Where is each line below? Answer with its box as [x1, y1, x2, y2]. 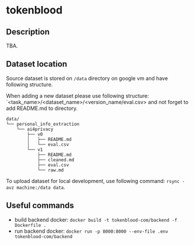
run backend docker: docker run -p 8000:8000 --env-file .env [14, 227, 168, 234]
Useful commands [6, 201, 74, 211]
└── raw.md [37, 167, 64, 173]
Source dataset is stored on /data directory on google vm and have [6, 74, 168, 82]
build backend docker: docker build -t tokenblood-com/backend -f [14, 216, 178, 223]
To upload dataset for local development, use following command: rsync [6, 177, 180, 184]
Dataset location [6, 59, 67, 69]
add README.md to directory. [6, 105, 78, 112]
